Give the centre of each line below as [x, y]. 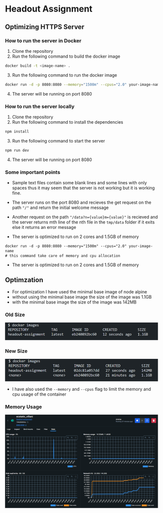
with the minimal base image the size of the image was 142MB [74, 302]
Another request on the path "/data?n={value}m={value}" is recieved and [85, 217]
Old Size [15, 315]
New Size [16, 351]
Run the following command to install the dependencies [68, 122]
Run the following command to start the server [58, 141]
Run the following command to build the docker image [66, 56]
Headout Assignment [49, 9]
